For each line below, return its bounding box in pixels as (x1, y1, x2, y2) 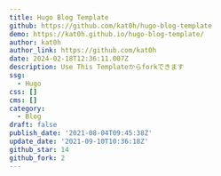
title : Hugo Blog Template (9, 12, 109, 22)
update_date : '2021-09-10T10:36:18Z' (9, 137, 149, 146)
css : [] (9, 87, 38, 96)
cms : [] (9, 95, 38, 105)
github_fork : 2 (9, 153, 66, 163)
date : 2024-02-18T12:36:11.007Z (9, 54, 129, 63)
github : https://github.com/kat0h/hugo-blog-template (9, 21, 213, 30)
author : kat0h (9, 37, 62, 47)
